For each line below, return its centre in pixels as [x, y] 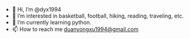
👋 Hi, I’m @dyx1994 [37, 9]
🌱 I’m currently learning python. [51, 22]
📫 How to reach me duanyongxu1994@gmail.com [75, 29]
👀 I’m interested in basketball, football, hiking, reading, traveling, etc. [98, 16]
